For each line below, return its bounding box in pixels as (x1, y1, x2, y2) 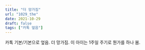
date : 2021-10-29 (5, 16, 41, 21)
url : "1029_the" (5, 12, 38, 17)
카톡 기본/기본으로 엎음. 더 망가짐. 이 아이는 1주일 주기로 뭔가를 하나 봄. (5, 40, 141, 46)
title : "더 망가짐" (5, 7, 41, 12)
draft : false (5, 21, 32, 26)
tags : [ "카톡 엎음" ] (5, 25, 43, 30)
